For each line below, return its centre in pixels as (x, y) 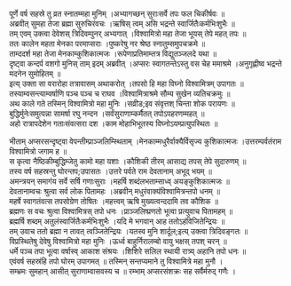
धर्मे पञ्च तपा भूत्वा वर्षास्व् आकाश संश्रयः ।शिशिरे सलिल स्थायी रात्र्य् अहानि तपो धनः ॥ (128, 251)
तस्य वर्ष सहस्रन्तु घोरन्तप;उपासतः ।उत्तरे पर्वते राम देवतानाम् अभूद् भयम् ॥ (111, 171)
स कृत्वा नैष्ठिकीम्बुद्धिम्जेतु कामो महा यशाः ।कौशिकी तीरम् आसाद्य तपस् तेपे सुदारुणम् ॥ (128, 161)
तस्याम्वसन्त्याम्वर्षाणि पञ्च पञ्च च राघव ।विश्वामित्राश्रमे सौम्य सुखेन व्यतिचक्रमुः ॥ (120, 94)
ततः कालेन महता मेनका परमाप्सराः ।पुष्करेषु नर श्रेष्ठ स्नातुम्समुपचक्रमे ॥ (107, 44)
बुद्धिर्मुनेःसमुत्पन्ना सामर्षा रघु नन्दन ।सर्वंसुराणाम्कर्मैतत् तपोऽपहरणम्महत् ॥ (107, 114)
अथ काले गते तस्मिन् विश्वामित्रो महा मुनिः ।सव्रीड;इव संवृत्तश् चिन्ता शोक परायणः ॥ (122, 103)
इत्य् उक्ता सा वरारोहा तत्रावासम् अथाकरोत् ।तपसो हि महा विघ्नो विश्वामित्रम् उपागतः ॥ (126, 83)
